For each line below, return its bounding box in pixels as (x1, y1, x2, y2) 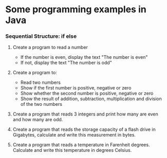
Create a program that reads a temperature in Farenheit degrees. (12, 142, 150, 148)
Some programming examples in (5, 4, 146, 15)
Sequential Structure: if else (5, 33, 77, 40)
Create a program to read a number (12, 44, 88, 51)
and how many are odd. (12, 117, 63, 123)
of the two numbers (20, 101, 63, 107)
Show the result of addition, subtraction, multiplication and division (20, 96, 162, 102)
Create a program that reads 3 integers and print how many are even (12, 111, 158, 117)
